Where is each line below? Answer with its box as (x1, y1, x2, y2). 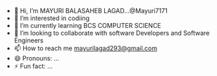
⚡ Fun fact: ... (13, 62, 53, 70)
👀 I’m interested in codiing (13, 14, 90, 22)
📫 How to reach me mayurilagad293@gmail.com (13, 44, 158, 52)
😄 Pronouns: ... (13, 54, 60, 62)
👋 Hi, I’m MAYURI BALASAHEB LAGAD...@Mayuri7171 (13, 7, 168, 15)
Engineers (13, 36, 44, 45)
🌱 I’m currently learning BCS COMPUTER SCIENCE (13, 22, 162, 29)
